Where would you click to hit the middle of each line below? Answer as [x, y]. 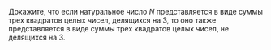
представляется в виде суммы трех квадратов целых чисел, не [119, 29]
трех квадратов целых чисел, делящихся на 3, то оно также [112, 20]
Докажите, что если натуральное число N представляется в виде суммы [136, 12]
